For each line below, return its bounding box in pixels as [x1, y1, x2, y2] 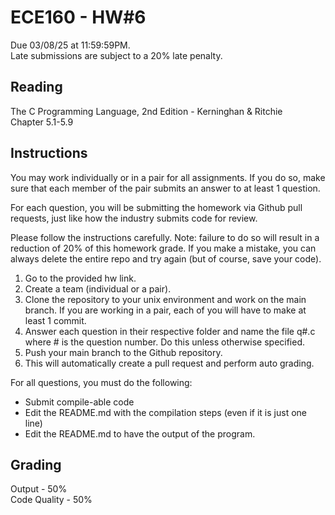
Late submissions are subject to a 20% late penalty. [10, 49, 223, 61]
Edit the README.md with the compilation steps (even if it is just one [24, 406, 307, 418]
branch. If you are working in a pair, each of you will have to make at [24, 304, 307, 316]
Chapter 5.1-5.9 [10, 116, 74, 128]
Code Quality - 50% [10, 494, 93, 506]
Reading [10, 79, 63, 96]
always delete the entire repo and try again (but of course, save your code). [10, 252, 322, 265]
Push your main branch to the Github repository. [24, 346, 223, 358]
